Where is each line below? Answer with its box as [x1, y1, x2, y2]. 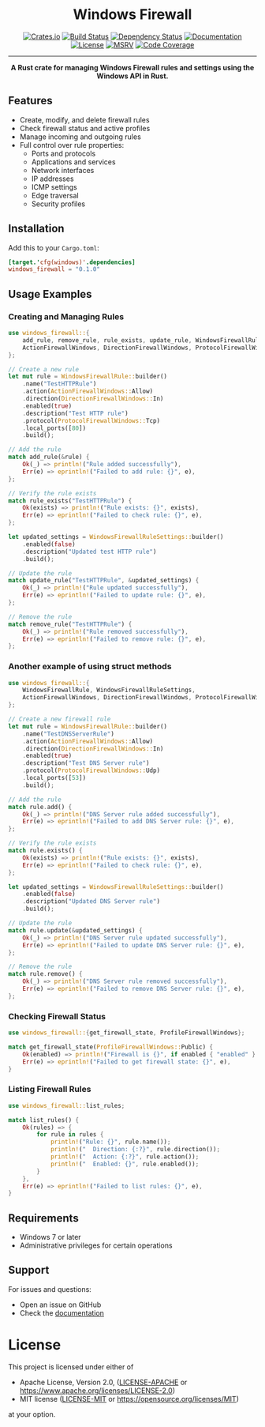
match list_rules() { [8, 1116, 80, 1124]
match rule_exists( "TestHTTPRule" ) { [8, 496, 132, 505]
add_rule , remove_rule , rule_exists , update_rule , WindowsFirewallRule [22, 336, 263, 345]
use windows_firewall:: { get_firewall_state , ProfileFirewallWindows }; [8, 1029, 245, 1037]
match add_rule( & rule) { [8, 453, 90, 461]
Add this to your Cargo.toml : [8, 243, 100, 252]
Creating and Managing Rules [8, 311, 125, 322]
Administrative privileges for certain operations [19, 1241, 173, 1250]
